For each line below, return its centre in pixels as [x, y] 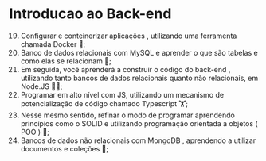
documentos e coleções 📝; [65, 148]
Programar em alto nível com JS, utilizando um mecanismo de [122, 94]
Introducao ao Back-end [90, 14]
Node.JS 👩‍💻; [41, 86]
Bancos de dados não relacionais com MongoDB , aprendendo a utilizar [138, 140]
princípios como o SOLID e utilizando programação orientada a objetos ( [139, 123]
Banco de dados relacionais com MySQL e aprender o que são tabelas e [139, 52]
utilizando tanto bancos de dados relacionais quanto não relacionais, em [139, 78]
